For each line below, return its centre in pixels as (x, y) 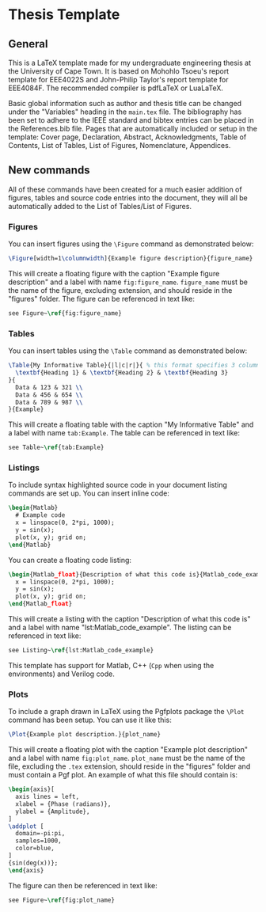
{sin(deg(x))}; (33, 863)
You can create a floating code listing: (70, 560)
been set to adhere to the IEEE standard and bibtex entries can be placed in (131, 120)
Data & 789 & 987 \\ (49, 402)
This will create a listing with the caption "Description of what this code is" (129, 619)
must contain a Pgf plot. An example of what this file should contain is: (123, 775)
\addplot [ (26, 826)
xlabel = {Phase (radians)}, (63, 804)
